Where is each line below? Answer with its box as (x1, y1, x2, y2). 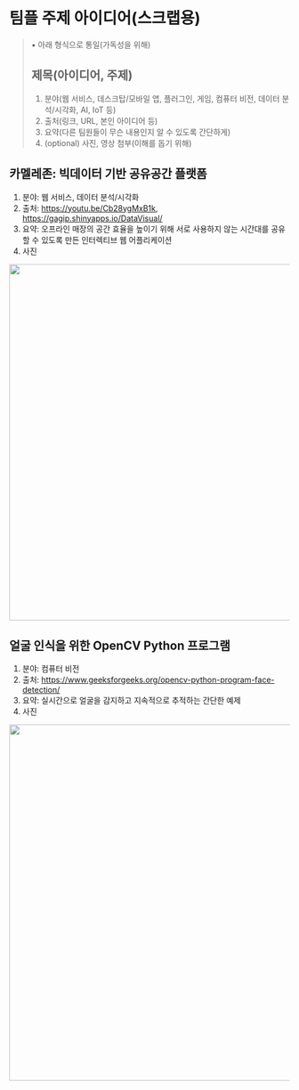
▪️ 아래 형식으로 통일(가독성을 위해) (30, 39, 151, 50)
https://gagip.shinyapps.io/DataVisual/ (21, 213, 163, 224)
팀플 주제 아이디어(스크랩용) (9, 8, 201, 28)
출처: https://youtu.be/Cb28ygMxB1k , (21, 202, 158, 214)
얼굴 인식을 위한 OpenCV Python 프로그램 (9, 638, 230, 653)
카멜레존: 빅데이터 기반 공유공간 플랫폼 (9, 167, 207, 182)
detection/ (21, 685, 61, 695)
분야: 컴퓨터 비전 (21, 663, 80, 674)
